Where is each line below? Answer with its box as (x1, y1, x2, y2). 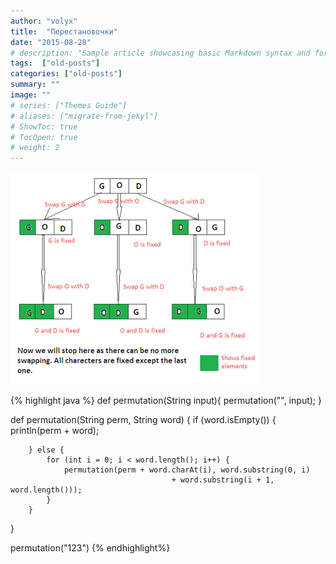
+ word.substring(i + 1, (171, 475, 275, 485)
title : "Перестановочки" (10, 26, 118, 37)
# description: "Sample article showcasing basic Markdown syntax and (10, 48, 311, 58)
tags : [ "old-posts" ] (10, 58, 101, 69)
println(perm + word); (10, 425, 100, 437)
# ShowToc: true (10, 121, 78, 132)
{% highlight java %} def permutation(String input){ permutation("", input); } (10, 395, 322, 407)
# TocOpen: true (10, 132, 78, 142)
